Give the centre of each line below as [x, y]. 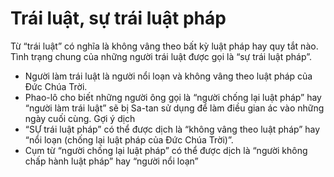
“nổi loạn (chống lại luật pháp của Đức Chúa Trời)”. [129, 139]
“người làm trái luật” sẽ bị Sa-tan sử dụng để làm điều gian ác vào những [174, 108]
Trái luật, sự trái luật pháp [118, 18]
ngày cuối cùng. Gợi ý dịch [80, 118]
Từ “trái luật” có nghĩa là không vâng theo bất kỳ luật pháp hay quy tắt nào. [164, 46]
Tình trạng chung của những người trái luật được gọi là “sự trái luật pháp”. [161, 56]
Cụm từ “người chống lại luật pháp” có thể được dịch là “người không [166, 150]
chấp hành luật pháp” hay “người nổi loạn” [111, 161]
